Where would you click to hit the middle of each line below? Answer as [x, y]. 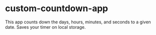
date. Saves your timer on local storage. [46, 27]
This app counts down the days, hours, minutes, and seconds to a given [78, 22]
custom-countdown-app [57, 9]
